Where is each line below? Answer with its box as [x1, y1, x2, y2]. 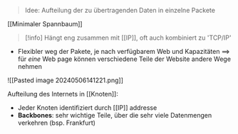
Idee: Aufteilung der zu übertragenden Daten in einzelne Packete [24, 6, 216, 14]
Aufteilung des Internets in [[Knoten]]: [7, 90, 119, 98]
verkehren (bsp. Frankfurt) [17, 118, 96, 127]
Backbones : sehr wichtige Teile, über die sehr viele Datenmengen [17, 111, 212, 119]
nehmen [17, 62, 43, 70]
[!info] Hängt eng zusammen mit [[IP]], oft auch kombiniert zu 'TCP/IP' [24, 33, 232, 42]
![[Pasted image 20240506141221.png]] [7, 76, 123, 84]
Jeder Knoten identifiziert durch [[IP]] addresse [17, 104, 157, 112]
